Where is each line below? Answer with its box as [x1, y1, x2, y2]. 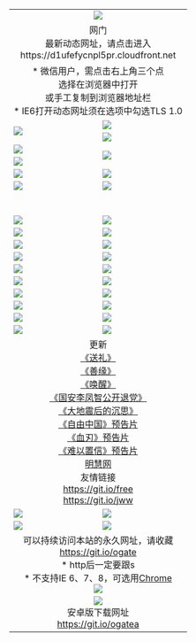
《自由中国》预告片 [57, 418, 139, 430]
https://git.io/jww [63, 493, 134, 506]
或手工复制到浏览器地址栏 [44, 91, 152, 104]
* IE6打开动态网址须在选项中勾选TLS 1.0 [13, 104, 183, 117]
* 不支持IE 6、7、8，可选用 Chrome [24, 571, 172, 584]
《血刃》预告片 [66, 431, 130, 444]
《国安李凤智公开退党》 [49, 391, 147, 404]
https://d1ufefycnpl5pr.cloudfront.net [20, 49, 177, 61]
